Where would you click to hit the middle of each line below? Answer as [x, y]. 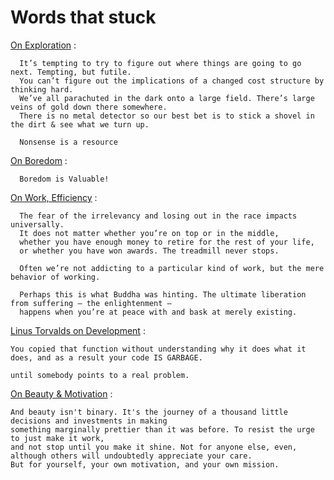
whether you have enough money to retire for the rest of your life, [167, 242]
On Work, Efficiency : [54, 197]
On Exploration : [43, 45]
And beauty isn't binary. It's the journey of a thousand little [149, 412]
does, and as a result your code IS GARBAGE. [106, 357]
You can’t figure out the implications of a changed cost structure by [172, 81]
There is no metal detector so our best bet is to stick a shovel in [167, 116]
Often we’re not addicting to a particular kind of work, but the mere [172, 268]
